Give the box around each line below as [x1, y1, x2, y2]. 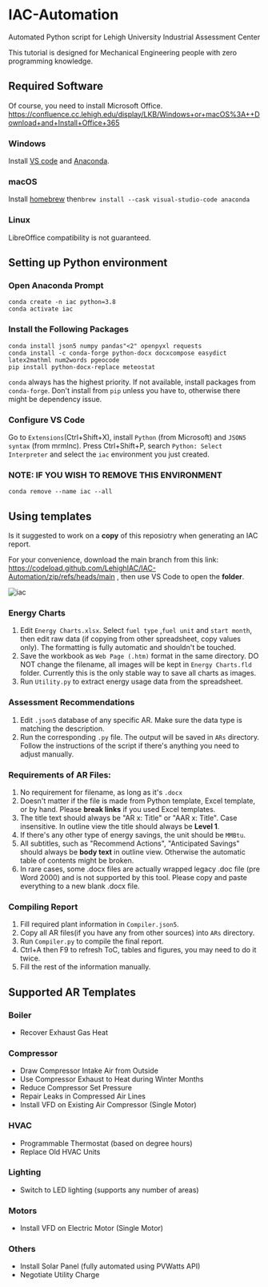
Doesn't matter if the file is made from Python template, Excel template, [19, 796, 256, 806]
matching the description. [19, 724, 105, 733]
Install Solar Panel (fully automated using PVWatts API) [19, 1261, 201, 1271]
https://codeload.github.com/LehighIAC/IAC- [8, 563, 156, 573]
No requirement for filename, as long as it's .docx [19, 787, 182, 797]
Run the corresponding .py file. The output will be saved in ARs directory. [19, 732, 260, 741]
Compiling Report [8, 901, 78, 912]
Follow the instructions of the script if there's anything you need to [19, 741, 240, 750]
